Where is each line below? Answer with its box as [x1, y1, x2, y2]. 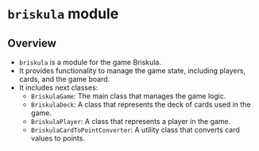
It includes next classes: [18, 83, 99, 92]
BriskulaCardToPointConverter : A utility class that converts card [30, 125, 240, 134]
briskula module [7, 5, 119, 23]
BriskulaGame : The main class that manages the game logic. [30, 91, 226, 100]
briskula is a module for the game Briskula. [18, 57, 162, 67]
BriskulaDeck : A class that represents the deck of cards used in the [30, 100, 251, 109]
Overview [7, 37, 57, 50]
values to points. [30, 134, 85, 143]
